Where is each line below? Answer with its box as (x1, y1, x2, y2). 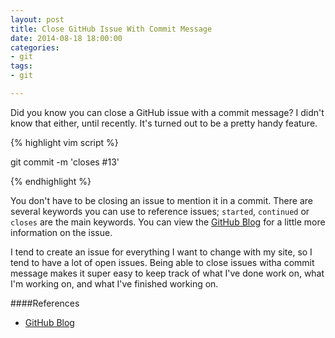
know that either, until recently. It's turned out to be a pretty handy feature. (10, 117, 318, 129)
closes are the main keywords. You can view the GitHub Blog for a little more (10, 216, 326, 228)
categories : (10, 42, 60, 53)
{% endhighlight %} (10, 175, 92, 187)
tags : (10, 61, 33, 71)
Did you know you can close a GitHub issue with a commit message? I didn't (10, 106, 325, 118)
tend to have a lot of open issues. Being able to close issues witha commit (10, 256, 315, 268)
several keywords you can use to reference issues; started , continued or (10, 205, 310, 217)
